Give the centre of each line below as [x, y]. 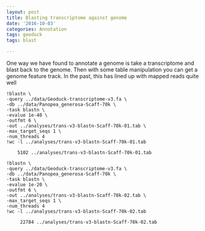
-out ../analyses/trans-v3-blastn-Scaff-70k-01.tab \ [76, 126]
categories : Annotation [37, 29]
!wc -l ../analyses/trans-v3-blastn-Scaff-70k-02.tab [76, 211]
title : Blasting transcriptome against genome [67, 18]
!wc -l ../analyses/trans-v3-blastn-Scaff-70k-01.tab [76, 142]
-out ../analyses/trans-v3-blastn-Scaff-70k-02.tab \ [76, 196]
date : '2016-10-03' [31, 23]
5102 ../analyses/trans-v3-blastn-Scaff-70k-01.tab [84, 153]
